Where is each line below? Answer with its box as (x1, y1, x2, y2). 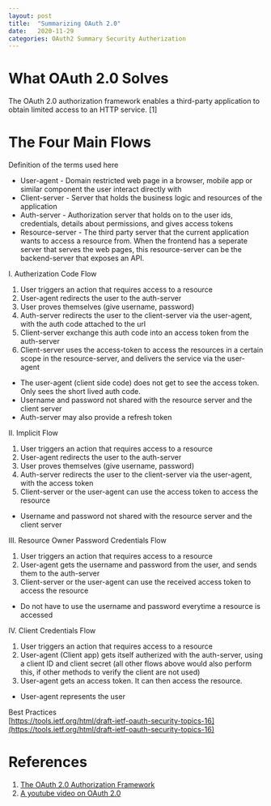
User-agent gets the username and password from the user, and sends (19, 560, 257, 570)
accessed (19, 610, 53, 620)
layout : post (8, 11, 53, 20)
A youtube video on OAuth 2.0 (19, 788, 121, 799)
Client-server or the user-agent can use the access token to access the (19, 487, 259, 497)
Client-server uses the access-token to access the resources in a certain (19, 345, 264, 355)
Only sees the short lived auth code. (19, 387, 142, 397)
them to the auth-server (19, 568, 100, 578)
